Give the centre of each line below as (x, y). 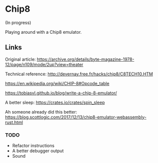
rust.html (14, 122)
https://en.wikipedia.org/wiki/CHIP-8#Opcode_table (57, 83)
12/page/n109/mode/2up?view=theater (44, 64)
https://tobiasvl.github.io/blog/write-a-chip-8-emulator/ (61, 93)
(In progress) (18, 23)
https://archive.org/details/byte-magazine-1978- (85, 59)
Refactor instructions (33, 146)
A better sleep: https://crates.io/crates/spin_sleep (55, 102)
